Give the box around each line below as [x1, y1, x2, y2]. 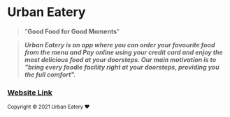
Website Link [7, 88, 52, 97]
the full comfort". [24, 70, 76, 79]
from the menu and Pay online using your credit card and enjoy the [24, 48, 223, 56]
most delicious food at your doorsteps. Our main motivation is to [24, 55, 217, 63]
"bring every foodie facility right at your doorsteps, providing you [24, 63, 220, 71]
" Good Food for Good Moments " [24, 27, 120, 36]
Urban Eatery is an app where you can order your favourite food [24, 40, 215, 49]
